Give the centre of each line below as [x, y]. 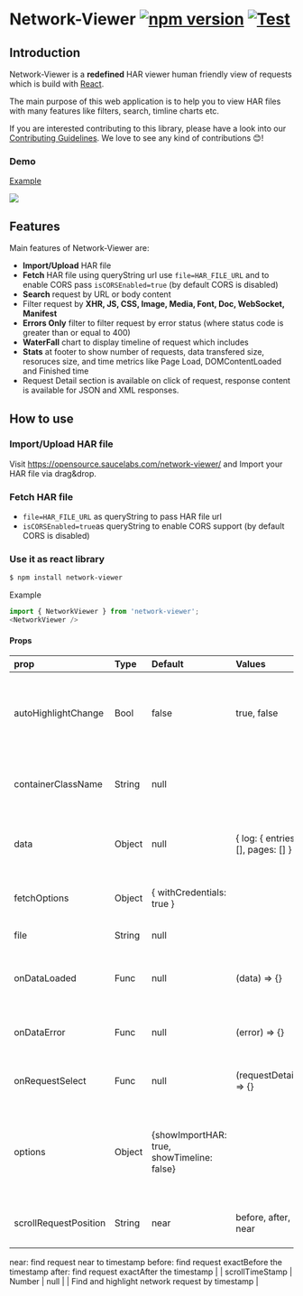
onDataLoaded [45, 978]
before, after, [263, 1217]
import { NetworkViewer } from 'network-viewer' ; [105, 612]
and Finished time [55, 371]
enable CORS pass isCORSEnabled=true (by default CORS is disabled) [150, 285]
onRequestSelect [50, 1081]
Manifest [40, 314]
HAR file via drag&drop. [53, 473]
